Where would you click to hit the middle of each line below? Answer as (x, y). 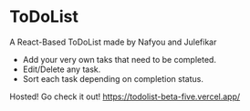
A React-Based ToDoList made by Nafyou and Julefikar (113, 42)
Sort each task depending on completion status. (113, 78)
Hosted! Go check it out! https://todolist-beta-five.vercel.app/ (125, 96)
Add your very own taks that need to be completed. (120, 59)
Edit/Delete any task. (62, 69)
